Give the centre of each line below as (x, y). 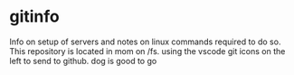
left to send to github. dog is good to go (83, 61)
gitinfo (35, 17)
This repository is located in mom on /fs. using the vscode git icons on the (147, 51)
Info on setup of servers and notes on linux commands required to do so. (145, 42)
